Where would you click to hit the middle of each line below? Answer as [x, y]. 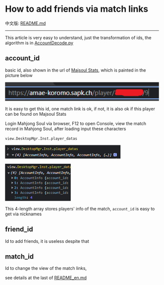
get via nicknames [23, 214]
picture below [19, 75]
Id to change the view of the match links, [46, 268]
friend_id [19, 229]
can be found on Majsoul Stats [36, 114]
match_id [20, 256]
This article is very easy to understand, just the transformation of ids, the [78, 37]
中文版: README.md [26, 23]
